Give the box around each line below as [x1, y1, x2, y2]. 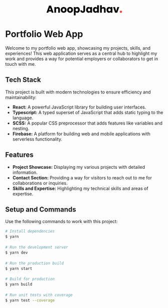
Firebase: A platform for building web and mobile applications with [12, 131, 150, 137]
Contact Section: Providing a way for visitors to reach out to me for [12, 174, 152, 180]
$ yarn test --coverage [5, 297, 55, 303]
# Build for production [5, 276, 55, 282]
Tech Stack [5, 75, 41, 84]
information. [12, 169, 38, 175]
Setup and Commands [5, 205, 76, 214]
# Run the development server [5, 245, 69, 250]
